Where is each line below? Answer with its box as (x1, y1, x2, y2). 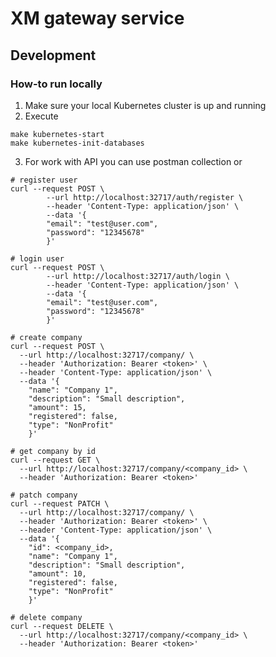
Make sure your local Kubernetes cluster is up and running (24, 99, 267, 111)
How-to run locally (10, 77, 103, 91)
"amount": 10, (28, 568, 87, 579)
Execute (24, 110, 59, 122)
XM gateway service (10, 7, 185, 30)
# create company (10, 332, 83, 342)
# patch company (10, 490, 78, 500)
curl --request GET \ (10, 455, 101, 465)
